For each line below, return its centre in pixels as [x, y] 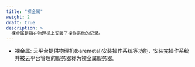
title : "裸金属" [25, 11]
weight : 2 [18, 17]
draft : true [20, 22]
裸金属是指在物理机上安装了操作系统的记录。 [57, 33]
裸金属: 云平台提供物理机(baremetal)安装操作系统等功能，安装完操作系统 [102, 51]
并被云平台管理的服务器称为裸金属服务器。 [66, 58]
